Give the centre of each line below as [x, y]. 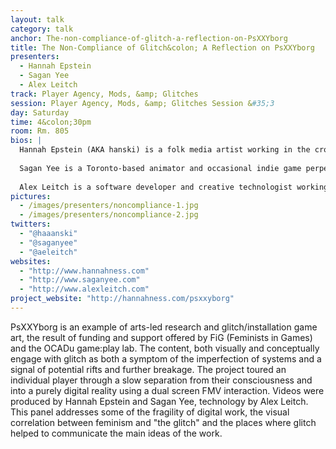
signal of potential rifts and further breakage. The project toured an [148, 369]
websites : [31, 261]
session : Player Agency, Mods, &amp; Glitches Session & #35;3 [142, 103]
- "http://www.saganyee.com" [80, 280]
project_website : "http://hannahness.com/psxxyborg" [122, 299]
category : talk [42, 29]
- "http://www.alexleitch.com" [84, 289]
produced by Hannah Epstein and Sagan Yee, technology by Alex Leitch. [159, 401]
